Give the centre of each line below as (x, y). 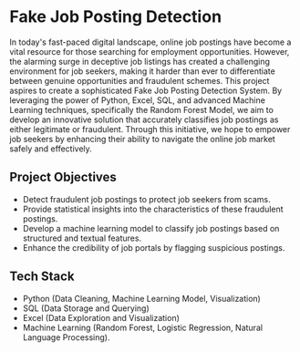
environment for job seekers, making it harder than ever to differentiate (142, 71)
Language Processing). (66, 337)
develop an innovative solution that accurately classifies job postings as (144, 119)
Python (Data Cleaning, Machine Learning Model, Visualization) (142, 298)
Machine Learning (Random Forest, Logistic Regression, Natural (142, 327)
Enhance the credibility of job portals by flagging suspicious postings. (154, 247)
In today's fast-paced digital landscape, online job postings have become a (150, 42)
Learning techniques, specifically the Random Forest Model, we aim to (141, 109)
